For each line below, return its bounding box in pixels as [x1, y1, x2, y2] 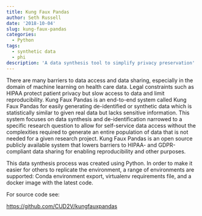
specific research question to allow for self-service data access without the [6, 122, 197, 129]
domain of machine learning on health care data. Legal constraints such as [6, 83, 194, 90]
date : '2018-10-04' [6, 20, 56, 26]
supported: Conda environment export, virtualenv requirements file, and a [6, 172, 192, 179]
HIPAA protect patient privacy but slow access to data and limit [6, 89, 165, 97]
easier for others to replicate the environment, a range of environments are [6, 165, 195, 173]
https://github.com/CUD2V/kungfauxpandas [6, 202, 118, 210]
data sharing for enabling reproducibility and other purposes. [32, 147, 186, 155]
